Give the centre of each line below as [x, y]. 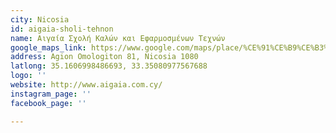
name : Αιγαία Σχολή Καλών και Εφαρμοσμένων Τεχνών [118, 38]
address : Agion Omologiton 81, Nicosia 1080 [104, 57]
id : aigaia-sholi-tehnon [62, 29]
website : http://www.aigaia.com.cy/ [86, 85]
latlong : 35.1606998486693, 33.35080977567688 [109, 66]
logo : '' [28, 76]
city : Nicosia [40, 19]
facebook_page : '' [48, 103]
